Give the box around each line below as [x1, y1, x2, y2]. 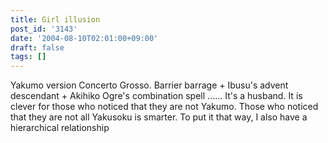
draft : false [10, 42, 65, 53]
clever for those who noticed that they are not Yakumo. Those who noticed [10, 101, 319, 113]
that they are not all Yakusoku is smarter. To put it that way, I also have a [10, 111, 308, 123]
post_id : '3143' [10, 24, 78, 34]
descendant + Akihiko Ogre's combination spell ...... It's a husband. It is [10, 90, 303, 102]
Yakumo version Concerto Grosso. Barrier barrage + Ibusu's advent [10, 79, 289, 91]
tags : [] [10, 52, 47, 62]
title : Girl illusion [10, 14, 101, 25]
